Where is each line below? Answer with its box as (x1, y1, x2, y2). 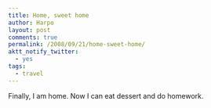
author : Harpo (8, 19, 55, 27)
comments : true (8, 33, 58, 41)
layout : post (8, 26, 51, 34)
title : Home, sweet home (8, 11, 89, 20)
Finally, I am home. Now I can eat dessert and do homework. (8, 91, 204, 100)
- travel (15, 70, 44, 77)
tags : (8, 63, 26, 70)
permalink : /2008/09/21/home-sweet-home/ (8, 41, 146, 49)
